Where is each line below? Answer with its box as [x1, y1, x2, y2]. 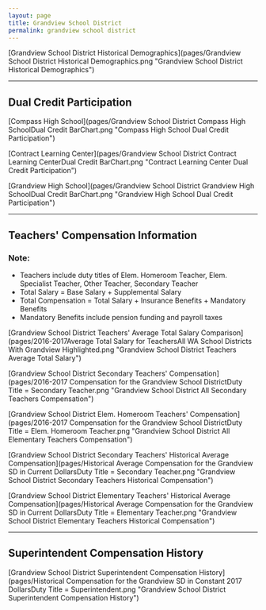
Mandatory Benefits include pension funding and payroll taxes [19, 312, 223, 322]
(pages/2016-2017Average [8, 336, 94, 346]
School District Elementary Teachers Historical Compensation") [8, 515, 215, 525]
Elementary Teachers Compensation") [8, 434, 133, 444]
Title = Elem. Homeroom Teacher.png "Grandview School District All [8, 426, 230, 435]
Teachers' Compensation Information [8, 228, 198, 242]
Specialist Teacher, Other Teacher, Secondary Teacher [19, 279, 199, 288]
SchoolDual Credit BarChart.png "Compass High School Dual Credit [8, 125, 230, 135]
